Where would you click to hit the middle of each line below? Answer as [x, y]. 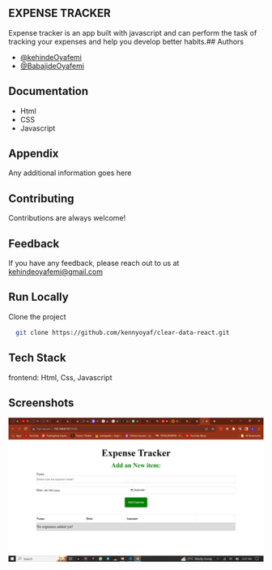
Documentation [49, 91]
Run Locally [38, 297]
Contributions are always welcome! [67, 218]
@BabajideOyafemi [52, 66]
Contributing [41, 198]
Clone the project [37, 316]
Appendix [34, 154]
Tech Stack [37, 358]
